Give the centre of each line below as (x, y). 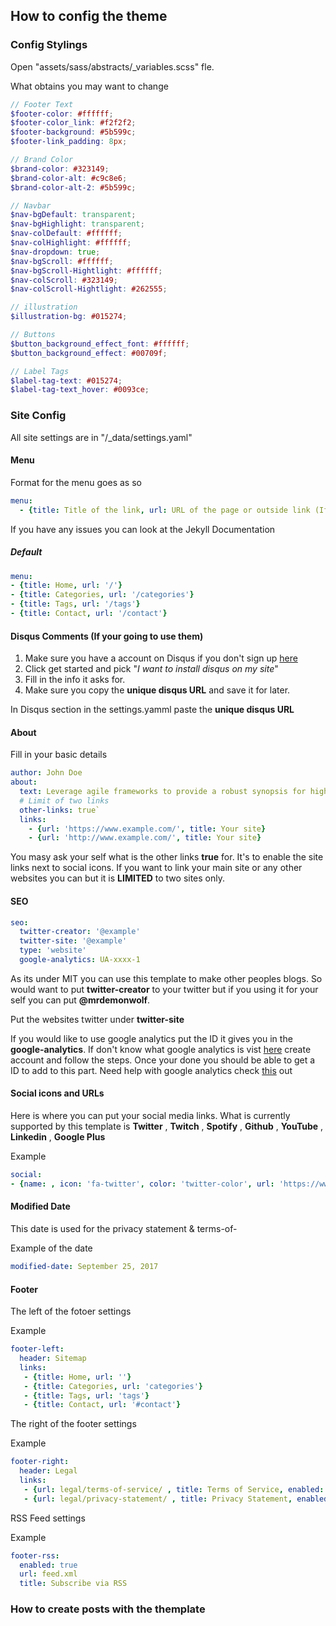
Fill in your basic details (59, 755)
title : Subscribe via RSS (73, 1584)
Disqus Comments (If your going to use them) (107, 636)
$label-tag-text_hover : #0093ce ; (80, 390)
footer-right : (40, 1462)
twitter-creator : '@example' (80, 932)
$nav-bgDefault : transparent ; (73, 215)
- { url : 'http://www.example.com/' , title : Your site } (145, 838)
